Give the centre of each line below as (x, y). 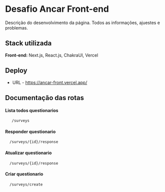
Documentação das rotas (45, 97)
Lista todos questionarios (32, 110)
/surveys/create (26, 184)
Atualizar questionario (29, 153)
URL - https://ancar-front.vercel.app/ (50, 82)
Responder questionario (30, 132)
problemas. (16, 27)
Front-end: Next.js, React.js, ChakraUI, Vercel (52, 55)
